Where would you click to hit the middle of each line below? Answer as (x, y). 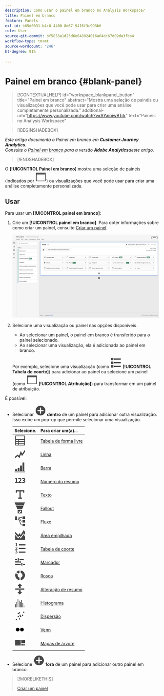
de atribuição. (26, 389)
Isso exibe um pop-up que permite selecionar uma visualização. (76, 420)
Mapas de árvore (57, 643)
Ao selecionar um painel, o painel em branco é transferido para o (85, 335)
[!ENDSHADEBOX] (35, 160)
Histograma (52, 603)
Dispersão (51, 616)
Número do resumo (60, 481)
